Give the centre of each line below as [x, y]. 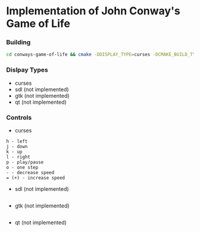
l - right [18, 157]
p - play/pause [25, 162]
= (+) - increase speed [36, 178]
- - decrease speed [30, 172]
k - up [14, 151]
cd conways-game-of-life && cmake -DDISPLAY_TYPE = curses [78, 55]
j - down [17, 146]
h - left [17, 141]
